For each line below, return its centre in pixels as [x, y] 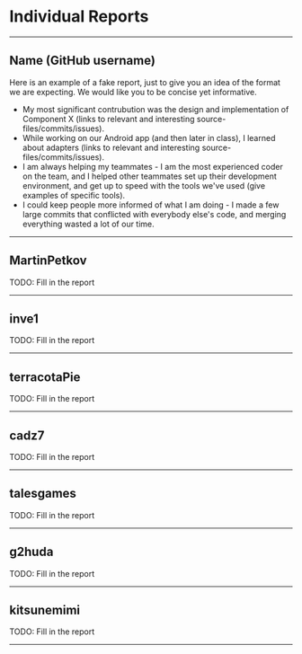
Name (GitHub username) [82, 61]
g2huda [31, 552]
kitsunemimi [45, 610]
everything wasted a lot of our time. [88, 224]
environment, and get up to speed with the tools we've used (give [144, 185]
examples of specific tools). [74, 195]
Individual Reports [79, 17]
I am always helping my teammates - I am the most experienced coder [152, 166]
